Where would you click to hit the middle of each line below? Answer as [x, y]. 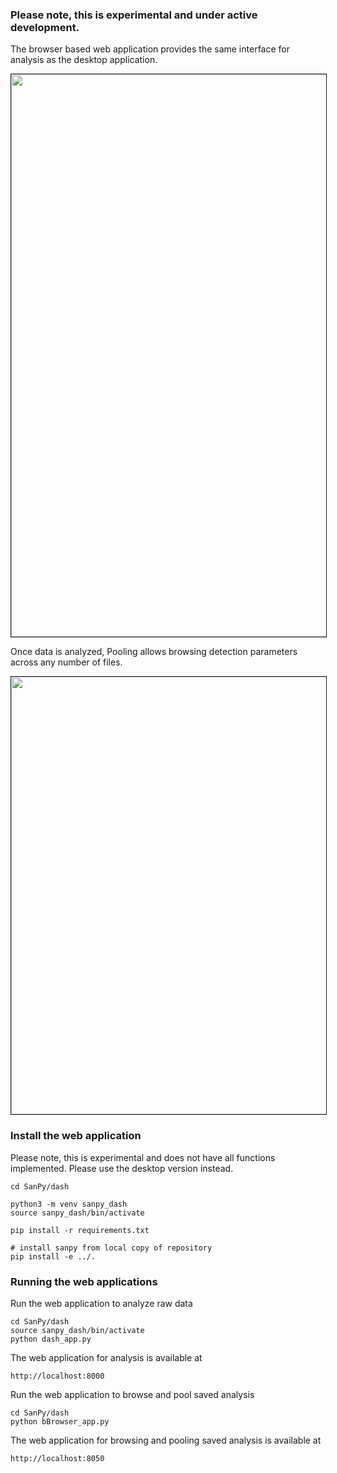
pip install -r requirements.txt [80, 1230]
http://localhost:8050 [57, 1458]
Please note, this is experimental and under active [134, 15]
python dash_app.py [51, 1339]
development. [45, 27]
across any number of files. [66, 662]
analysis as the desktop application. [84, 60]
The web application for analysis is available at [106, 1357]
